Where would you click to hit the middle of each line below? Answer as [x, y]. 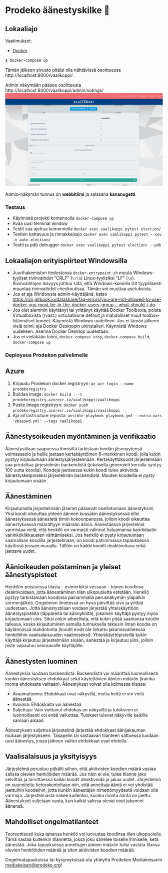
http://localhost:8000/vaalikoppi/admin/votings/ [54, 90]
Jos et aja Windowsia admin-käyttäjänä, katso [60, 294]
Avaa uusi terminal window [40, 223]
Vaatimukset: [19, 41]
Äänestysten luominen [41, 661]
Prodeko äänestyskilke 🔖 [57, 10]
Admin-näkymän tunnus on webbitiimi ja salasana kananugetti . [71, 194]
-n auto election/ [31, 240]
